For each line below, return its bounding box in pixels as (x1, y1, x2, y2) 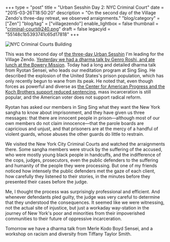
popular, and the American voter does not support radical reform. (5, 94, 142, 100)
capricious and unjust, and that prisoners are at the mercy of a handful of (5, 126, 158, 132)
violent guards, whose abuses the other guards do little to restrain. (5, 131, 145, 137)
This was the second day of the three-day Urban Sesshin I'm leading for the (5, 51, 164, 57)
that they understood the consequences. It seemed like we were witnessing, (5, 199, 165, 205)
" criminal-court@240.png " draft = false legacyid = (5, 26, 111, 32)
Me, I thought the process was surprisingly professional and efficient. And (5, 189, 160, 195)
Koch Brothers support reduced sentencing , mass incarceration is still (5, 89, 151, 95)
